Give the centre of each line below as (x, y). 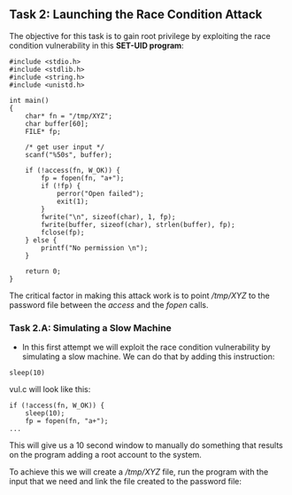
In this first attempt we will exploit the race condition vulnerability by (146, 347)
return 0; (43, 271)
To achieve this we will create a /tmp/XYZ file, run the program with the (139, 472)
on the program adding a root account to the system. (105, 455)
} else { (41, 240)
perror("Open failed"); (100, 193)
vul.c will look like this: (50, 389)
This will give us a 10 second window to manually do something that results (146, 445)
